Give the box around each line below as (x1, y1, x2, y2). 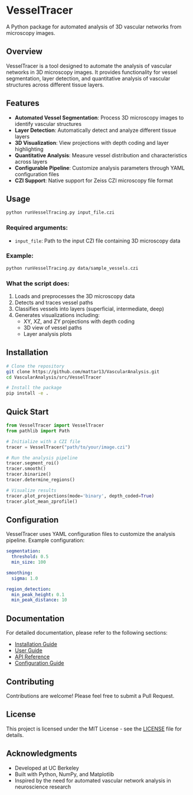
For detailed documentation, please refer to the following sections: (6, 629, 168, 636)
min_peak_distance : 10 (11, 597, 67, 603)
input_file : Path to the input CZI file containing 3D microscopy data (14, 237, 181, 244)
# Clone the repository (6, 363, 65, 369)
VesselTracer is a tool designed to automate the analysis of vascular (6, 62, 172, 69)
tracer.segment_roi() (6, 460, 60, 466)
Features (6, 98, 40, 108)
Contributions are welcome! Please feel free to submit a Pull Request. (6, 692, 175, 699)
